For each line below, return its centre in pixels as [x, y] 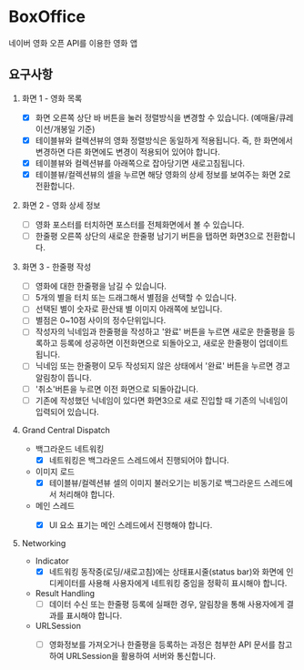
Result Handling [65, 593]
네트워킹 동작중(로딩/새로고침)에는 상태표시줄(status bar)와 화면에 [166, 572]
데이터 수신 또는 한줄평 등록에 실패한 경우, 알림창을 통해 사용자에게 [167, 604]
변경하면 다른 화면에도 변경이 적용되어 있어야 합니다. [127, 151]
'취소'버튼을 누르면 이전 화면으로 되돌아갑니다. [117, 389]
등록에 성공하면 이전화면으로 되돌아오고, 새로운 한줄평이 [158, 343]
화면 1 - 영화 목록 [52, 98]
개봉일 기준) [74, 128]
